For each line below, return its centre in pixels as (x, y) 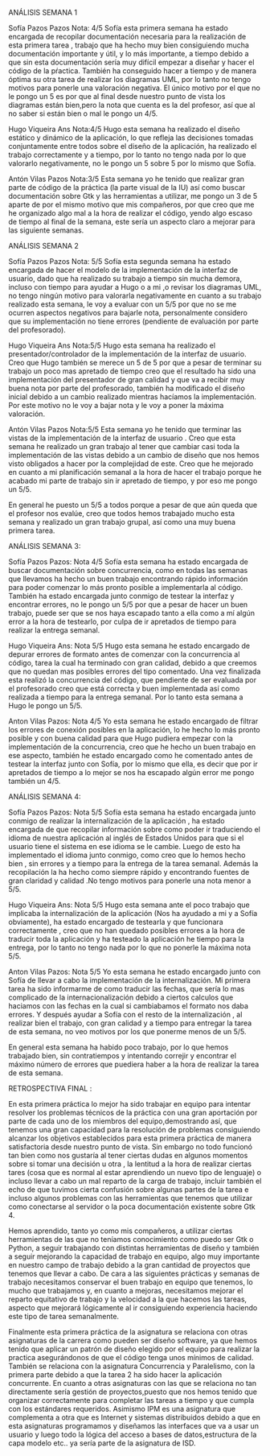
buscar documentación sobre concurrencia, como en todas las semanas (128, 570)
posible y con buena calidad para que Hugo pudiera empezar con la (121, 738)
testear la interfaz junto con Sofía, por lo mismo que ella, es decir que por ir (133, 764)
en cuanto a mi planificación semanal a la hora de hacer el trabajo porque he (135, 472)
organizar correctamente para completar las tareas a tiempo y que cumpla (131, 1400)
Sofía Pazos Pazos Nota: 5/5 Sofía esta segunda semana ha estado (120, 261)
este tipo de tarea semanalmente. (63, 1316)
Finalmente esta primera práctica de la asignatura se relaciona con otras (128, 1332)
